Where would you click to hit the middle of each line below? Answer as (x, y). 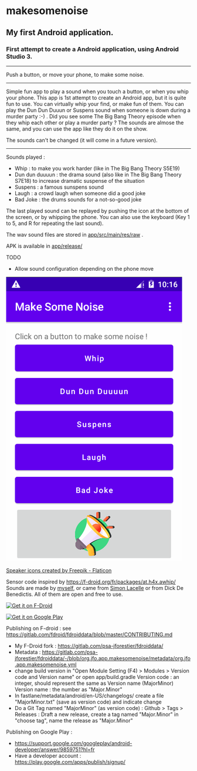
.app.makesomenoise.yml (45, 664)
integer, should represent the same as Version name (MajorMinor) (94, 683)
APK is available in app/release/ (44, 246)
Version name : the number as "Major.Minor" (68, 689)
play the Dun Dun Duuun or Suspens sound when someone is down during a (98, 110)
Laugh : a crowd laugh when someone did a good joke (80, 193)
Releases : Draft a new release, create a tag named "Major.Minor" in (96, 714)
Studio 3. (19, 56)
